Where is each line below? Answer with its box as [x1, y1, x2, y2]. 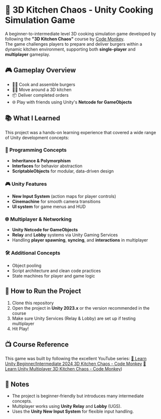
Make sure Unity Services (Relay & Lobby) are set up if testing [12, 315, 136, 321]
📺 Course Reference [5, 340, 69, 349]
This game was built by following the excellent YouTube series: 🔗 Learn [5, 356, 146, 362]
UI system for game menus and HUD [12, 204, 86, 209]
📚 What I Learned [5, 114, 60, 122]
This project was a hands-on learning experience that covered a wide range [5, 129, 156, 135]
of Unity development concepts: [5, 135, 69, 140]
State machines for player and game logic [12, 273, 95, 279]
